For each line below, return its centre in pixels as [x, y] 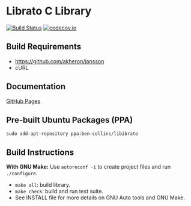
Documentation [36, 86]
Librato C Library [49, 11]
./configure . [22, 173]
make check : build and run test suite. [59, 192]
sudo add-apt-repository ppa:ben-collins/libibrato [72, 134]
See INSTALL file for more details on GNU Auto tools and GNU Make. [100, 198]
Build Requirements [44, 47]
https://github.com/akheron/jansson [59, 61]
